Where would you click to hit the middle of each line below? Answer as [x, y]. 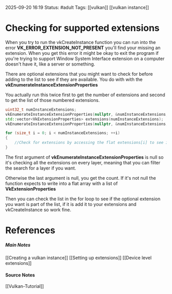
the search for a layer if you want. [41, 168]
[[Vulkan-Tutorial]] [25, 286]
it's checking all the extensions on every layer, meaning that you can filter [83, 162]
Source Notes [20, 275]
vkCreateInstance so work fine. [38, 209]
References [30, 230]
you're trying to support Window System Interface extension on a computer [85, 58]
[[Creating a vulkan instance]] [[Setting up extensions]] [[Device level [79, 258]
